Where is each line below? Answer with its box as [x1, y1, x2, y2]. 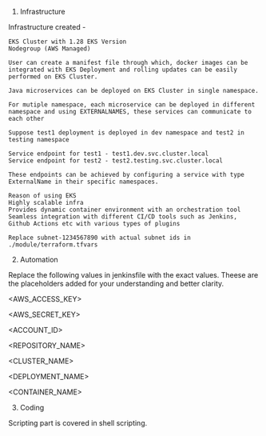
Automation [19, 255, 58, 264]
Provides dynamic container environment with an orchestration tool [8, 206, 241, 214]
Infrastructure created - [8, 22, 86, 31]
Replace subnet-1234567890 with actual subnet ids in [8, 234, 192, 242]
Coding [19, 403, 45, 412]
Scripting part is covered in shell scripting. [8, 418, 148, 427]
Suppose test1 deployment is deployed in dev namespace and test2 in [8, 129, 245, 137]
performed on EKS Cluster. [8, 73, 98, 81]
